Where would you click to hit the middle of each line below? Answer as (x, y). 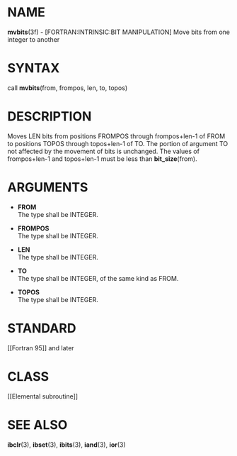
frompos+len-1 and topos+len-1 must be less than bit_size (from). (102, 159)
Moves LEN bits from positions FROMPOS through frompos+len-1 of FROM (116, 136)
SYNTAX (34, 68)
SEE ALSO (37, 424)
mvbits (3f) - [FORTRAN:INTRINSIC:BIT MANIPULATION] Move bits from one (119, 32)
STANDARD (42, 328)
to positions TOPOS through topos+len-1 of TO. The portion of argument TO (118, 143)
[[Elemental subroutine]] (43, 396)
